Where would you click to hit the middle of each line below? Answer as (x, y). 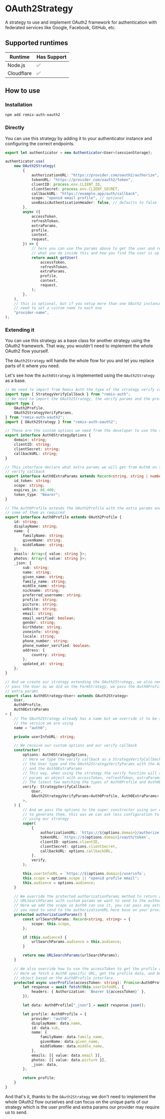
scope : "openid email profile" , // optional (78, 198)
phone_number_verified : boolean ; (57, 646)
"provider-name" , (32, 313)
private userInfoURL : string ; (45, 737)
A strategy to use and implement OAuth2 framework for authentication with (81, 22)
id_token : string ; (33, 481)
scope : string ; (29, 486)
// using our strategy (46, 819)
